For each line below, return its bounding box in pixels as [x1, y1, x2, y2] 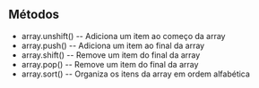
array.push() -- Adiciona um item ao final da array [21, 40, 205, 51]
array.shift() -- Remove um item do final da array [21, 49, 201, 60]
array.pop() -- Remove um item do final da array [21, 59, 199, 69]
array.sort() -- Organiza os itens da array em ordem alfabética [21, 68, 250, 79]
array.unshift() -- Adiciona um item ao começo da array [21, 30, 226, 41]
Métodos [8, 7, 60, 22]
